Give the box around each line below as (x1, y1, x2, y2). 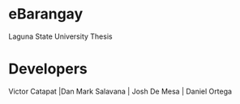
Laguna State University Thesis (8, 31, 113, 41)
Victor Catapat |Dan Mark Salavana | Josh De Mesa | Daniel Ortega (8, 86, 233, 96)
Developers (8, 60, 88, 78)
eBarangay (8, 5, 84, 23)
